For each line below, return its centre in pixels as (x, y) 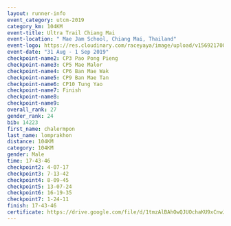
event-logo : (24, 45)
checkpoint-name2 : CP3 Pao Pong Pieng (63, 59)
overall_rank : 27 (32, 110)
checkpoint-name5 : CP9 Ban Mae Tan (58, 78)
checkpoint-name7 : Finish (44, 90)
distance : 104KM (30, 142)
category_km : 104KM (35, 26)
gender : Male (26, 155)
